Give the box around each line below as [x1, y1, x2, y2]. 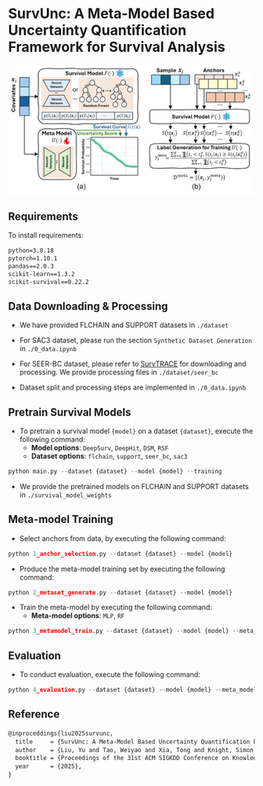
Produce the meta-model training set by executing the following [19, 564, 225, 573]
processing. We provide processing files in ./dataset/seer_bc [19, 367, 219, 377]
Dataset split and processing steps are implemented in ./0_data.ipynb [19, 382, 247, 393]
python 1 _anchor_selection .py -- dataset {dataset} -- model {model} [8, 550, 233, 558]
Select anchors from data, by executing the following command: [19, 533, 226, 543]
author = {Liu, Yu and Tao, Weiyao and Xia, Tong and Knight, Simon [15, 746, 254, 754]
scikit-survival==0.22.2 [8, 278, 89, 287]
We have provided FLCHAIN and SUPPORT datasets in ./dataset [19, 320, 229, 330]
